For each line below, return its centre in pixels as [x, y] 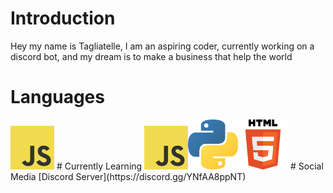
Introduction [63, 18]
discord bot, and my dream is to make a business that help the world [151, 56]
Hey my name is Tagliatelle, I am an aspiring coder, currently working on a [162, 46]
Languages [57, 97]
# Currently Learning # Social [190, 166]
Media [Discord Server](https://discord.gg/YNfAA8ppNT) [128, 176]
